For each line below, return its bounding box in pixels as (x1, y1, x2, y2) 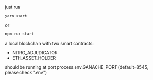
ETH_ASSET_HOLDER (12, 55, 56, 61)
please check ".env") (5, 69, 47, 75)
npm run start (5, 32, 34, 36)
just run (5, 4, 20, 10)
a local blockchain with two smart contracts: (5, 40, 94, 46)
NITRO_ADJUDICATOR (12, 49, 57, 55)
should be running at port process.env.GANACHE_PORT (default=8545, (5, 64, 149, 70)
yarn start (5, 14, 27, 18)
